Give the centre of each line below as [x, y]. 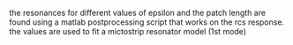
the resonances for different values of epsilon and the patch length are [138, 13]
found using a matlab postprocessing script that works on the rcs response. [147, 22]
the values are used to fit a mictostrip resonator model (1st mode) [128, 31]
